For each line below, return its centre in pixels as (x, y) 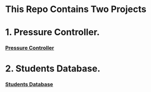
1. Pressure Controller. (52, 32)
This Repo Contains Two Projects (76, 9)
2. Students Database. (53, 69)
